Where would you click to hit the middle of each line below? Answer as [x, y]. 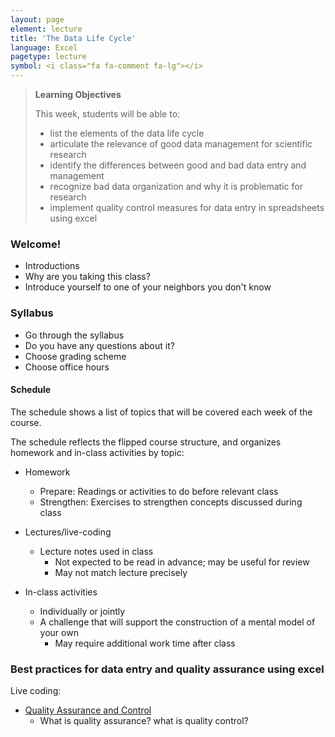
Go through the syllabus [74, 335]
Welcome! [36, 244]
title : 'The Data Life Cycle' [73, 38]
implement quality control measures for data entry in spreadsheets [187, 207]
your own [59, 632]
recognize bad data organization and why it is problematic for [176, 186]
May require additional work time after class [145, 643]
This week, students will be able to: [107, 114]
